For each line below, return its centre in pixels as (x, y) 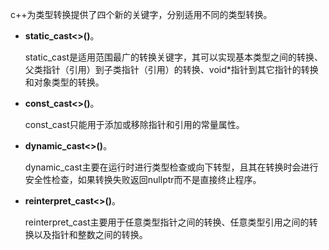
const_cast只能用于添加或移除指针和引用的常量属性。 (134, 124)
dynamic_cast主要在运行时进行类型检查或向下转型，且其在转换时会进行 (171, 167)
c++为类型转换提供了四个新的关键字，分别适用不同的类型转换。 (141, 14)
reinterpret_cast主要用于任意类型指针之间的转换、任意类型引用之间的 (167, 222)
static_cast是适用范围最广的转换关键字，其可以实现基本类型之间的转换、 (174, 57)
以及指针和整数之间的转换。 (90, 234)
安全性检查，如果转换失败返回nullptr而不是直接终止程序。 (143, 179)
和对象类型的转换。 (64, 82)
